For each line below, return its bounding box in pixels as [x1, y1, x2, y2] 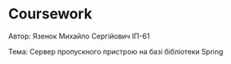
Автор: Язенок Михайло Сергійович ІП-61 [8, 31, 150, 41]
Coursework [8, 5, 93, 23]
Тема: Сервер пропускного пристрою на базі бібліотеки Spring [8, 46, 224, 56]
